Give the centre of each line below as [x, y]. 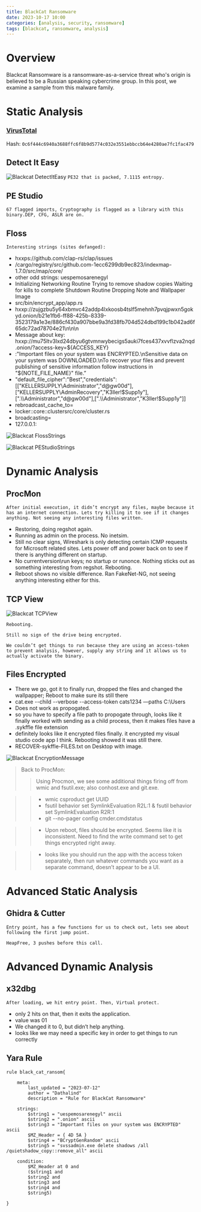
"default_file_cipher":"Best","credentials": [66, 379]
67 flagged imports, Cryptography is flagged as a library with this [95, 210]
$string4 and [44, 1187]
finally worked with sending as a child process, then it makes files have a [105, 720]
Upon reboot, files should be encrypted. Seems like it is [113, 830]
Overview [31, 58]
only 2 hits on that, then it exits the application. [73, 1014]
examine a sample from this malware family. [61, 88]
